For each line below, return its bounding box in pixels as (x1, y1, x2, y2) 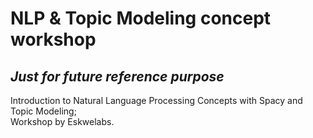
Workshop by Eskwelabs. (10, 116, 115, 127)
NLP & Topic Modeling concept (10, 7, 272, 30)
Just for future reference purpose (10, 68, 225, 85)
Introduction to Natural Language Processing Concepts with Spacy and (10, 95, 303, 106)
